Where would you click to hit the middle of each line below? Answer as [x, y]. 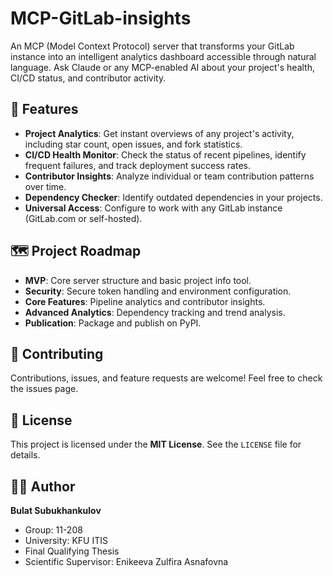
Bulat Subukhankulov [56, 510]
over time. [45, 186]
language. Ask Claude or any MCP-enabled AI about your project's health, [162, 67]
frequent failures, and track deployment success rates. [138, 165]
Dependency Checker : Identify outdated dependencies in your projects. [173, 197]
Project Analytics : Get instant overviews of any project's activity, [159, 133]
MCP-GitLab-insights [101, 18]
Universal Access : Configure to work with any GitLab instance [153, 208]
